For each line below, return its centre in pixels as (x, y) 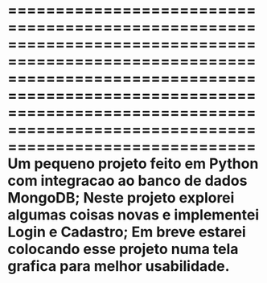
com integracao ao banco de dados (127, 181)
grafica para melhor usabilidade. (119, 267)
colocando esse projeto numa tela (123, 249)
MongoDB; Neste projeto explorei (121, 198)
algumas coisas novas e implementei (133, 215)
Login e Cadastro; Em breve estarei (127, 232)
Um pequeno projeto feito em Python (133, 164)
